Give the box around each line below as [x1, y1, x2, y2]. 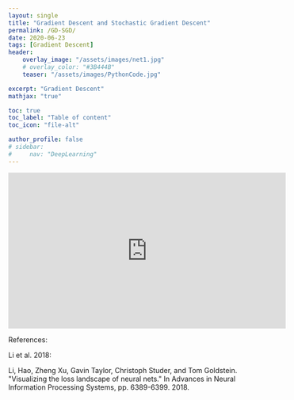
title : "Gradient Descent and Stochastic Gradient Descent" [8, 19, 212, 27]
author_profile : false [8, 135, 83, 143]
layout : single [8, 11, 59, 20]
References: [8, 334, 48, 345]
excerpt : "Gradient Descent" [8, 85, 105, 93]
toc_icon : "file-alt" [8, 121, 80, 129]
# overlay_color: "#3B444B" [22, 63, 115, 71]
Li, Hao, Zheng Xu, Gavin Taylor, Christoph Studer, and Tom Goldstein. [8, 365, 238, 375]
